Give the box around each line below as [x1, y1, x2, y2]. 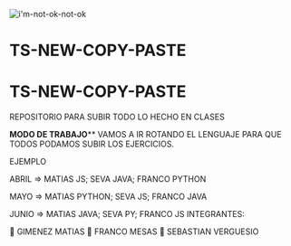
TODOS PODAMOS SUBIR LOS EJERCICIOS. [9, 138, 175, 149]
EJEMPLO [9, 156, 47, 167]
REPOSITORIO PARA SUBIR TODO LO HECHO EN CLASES [9, 111, 225, 122]
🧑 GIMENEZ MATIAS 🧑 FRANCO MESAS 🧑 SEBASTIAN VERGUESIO [9, 226, 259, 237]
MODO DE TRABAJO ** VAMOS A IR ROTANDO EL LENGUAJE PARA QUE [9, 129, 283, 140]
